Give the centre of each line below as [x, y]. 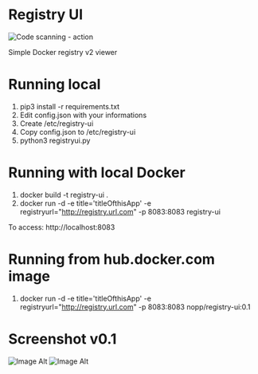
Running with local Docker [97, 173]
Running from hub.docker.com [111, 259]
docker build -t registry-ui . [64, 195]
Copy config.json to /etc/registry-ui [78, 132]
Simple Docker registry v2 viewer [63, 52]
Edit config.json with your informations [83, 115]
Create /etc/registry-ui [57, 123]
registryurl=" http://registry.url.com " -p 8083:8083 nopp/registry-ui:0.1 [135, 307]
